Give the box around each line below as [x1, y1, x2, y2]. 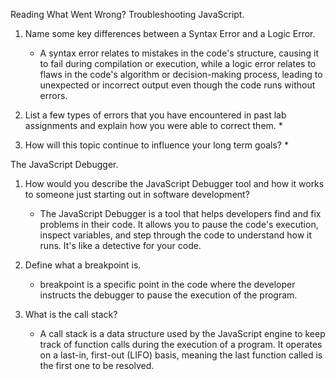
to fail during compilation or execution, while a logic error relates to [39, 58, 317, 69]
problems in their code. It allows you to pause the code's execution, [39, 219, 319, 230]
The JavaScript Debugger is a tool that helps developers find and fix [39, 208, 322, 219]
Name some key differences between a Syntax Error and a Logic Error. [24, 28, 316, 39]
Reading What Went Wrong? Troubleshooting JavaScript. [10, 9, 245, 20]
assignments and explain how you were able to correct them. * [24, 120, 283, 131]
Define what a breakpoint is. [24, 259, 142, 271]
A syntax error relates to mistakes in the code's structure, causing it [39, 47, 320, 59]
